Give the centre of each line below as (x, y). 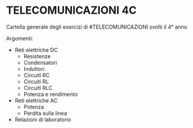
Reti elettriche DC (36, 50)
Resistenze (37, 56)
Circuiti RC (37, 75)
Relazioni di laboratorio (43, 119)
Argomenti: (20, 38)
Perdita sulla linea (45, 113)
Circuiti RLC (38, 88)
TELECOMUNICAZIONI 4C (71, 10)
